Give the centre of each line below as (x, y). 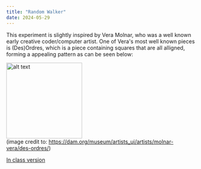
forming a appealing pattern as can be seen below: (70, 54)
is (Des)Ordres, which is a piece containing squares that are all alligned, (96, 48)
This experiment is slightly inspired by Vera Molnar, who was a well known (99, 35)
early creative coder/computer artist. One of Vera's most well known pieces (100, 41)
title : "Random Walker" (36, 12)
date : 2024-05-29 (28, 18)
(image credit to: (27, 141)
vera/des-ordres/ (28, 148)
